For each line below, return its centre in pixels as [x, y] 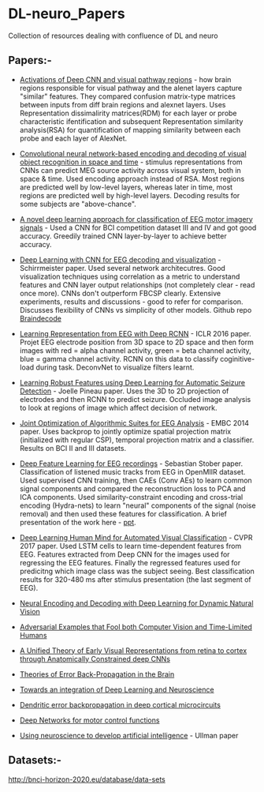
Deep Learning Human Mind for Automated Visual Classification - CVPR [136, 537]
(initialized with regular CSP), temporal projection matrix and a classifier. [137, 440]
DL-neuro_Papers [67, 14]
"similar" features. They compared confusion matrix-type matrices [128, 96]
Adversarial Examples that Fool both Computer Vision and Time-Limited [136, 627]
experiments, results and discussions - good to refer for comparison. [131, 302]
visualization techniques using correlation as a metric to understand [130, 276]
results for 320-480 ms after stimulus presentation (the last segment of [136, 579]
